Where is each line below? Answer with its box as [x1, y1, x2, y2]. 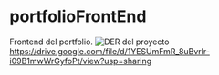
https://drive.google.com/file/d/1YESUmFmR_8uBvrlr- [9, 45, 210, 56]
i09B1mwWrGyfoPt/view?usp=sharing [9, 55, 152, 66]
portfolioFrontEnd [9, 6, 147, 27]
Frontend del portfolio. [9, 36, 94, 47]
